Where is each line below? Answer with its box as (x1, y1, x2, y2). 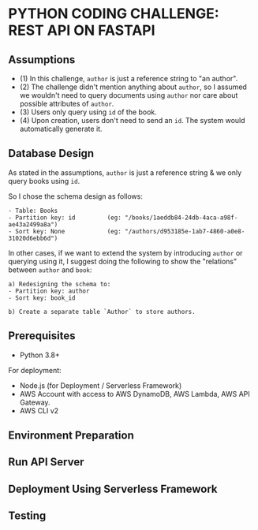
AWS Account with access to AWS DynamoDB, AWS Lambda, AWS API (19, 389, 250, 398)
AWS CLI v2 (19, 405, 59, 415)
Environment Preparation (8, 429, 134, 442)
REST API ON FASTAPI (8, 21, 155, 39)
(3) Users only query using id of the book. (19, 107, 158, 117)
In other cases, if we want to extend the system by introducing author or (8, 248, 243, 257)
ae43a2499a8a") (8, 220, 58, 229)
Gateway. (19, 397, 50, 407)
